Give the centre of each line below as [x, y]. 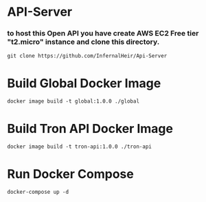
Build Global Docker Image [84, 83]
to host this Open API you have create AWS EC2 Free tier [103, 34]
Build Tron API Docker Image [90, 128]
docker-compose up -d [38, 192]
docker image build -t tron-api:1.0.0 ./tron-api [80, 147]
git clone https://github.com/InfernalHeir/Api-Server [87, 56]
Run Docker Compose [70, 174]
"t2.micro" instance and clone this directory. [83, 42]
